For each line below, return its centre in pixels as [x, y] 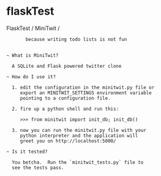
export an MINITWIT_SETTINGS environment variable [86, 93]
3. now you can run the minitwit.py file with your [79, 130]
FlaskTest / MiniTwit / [33, 28]
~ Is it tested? [27, 152]
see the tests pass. [38, 167]
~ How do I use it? [31, 77]
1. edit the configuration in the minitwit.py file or [83, 87]
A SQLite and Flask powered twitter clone [67, 66]
